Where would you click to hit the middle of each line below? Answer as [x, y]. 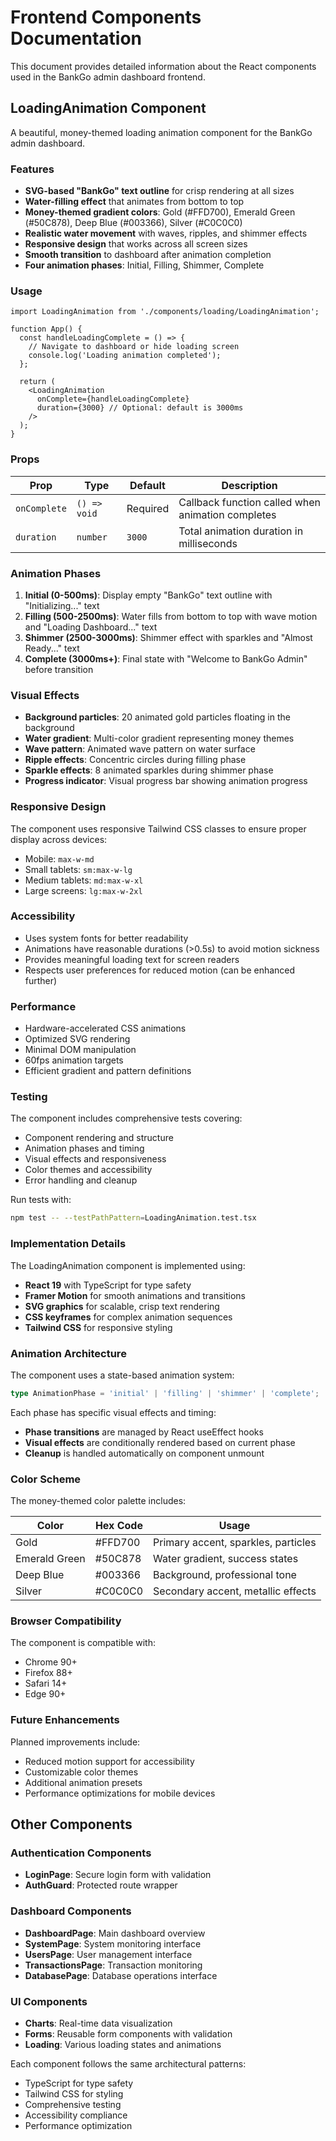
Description [249, 485]
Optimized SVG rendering [77, 1039]
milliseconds [208, 543]
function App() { [46, 329]
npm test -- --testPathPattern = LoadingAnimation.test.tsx [133, 1218]
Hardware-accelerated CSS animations [105, 1028]
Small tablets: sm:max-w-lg [78, 869]
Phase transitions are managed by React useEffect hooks [144, 1432]
